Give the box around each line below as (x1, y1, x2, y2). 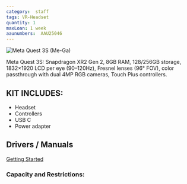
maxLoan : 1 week (6, 25, 46, 31)
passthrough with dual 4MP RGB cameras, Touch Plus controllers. (6, 71, 167, 78)
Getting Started (6, 155, 44, 163)
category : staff (6, 8, 49, 15)
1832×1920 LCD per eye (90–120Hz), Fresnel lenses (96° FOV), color (6, 64, 175, 72)
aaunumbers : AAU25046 (6, 31, 62, 37)
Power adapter (14, 122, 52, 130)
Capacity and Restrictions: (6, 170, 85, 178)
